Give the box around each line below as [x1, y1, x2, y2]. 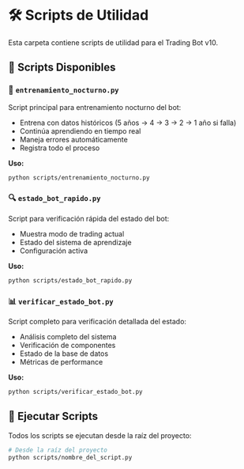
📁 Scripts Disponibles [8, 61, 116, 74]
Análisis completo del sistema [19, 331, 117, 341]
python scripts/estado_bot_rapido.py [8, 276, 133, 285]
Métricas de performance [19, 357, 103, 366]
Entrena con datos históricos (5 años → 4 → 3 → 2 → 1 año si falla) [19, 118, 237, 127]
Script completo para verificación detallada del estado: [8, 316, 187, 326]
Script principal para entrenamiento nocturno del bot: [8, 102, 182, 112]
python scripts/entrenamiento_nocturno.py [8, 173, 150, 182]
